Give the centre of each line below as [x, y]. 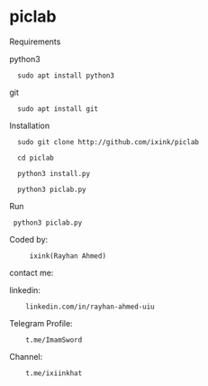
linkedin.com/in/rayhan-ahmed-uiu [90, 307]
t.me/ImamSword [54, 340]
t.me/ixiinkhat [54, 373]
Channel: [26, 356]
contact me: [32, 272]
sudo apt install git [58, 109]
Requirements [35, 41]
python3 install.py [54, 173]
